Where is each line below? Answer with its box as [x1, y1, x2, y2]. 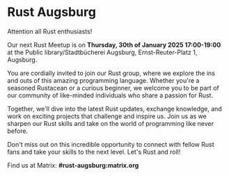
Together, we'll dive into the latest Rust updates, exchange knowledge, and [7, 104, 223, 113]
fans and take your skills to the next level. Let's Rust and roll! [7, 147, 181, 156]
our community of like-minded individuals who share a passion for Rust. [7, 91, 214, 99]
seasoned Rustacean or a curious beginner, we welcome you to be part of [7, 83, 219, 92]
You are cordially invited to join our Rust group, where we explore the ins [7, 69, 216, 77]
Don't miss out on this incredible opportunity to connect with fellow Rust [7, 140, 214, 148]
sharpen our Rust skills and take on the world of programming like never [7, 119, 214, 127]
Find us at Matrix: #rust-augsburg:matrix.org [7, 161, 139, 169]
